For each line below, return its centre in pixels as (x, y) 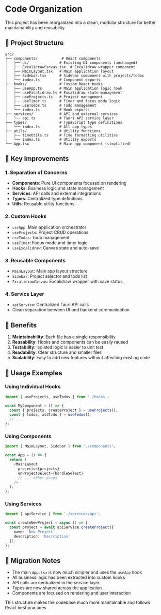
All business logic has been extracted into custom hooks (68, 577)
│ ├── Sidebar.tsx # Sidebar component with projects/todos (75, 76)
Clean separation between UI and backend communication (71, 310)
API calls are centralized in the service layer (56, 583)
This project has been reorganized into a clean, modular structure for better (80, 22)
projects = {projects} (39, 469)
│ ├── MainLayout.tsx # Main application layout (59, 71)
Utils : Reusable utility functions (43, 204)
